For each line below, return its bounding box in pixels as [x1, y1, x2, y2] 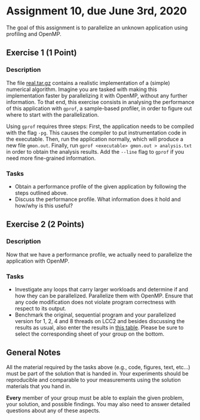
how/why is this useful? [14, 202, 73, 209]
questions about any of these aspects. [6, 407, 100, 414]
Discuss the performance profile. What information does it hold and [14, 196, 181, 203]
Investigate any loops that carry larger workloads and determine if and [14, 285, 188, 293]
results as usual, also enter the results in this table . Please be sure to [14, 324, 184, 331]
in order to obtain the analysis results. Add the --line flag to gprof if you [6, 148, 184, 155]
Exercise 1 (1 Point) [6, 48, 78, 58]
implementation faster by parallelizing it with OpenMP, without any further [6, 92, 188, 99]
